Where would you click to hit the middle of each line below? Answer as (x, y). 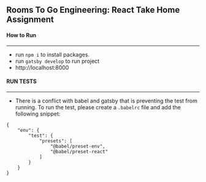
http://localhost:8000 (42, 67)
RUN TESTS (21, 81)
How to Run (21, 35)
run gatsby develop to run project (57, 61)
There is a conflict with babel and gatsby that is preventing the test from (106, 101)
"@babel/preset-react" (79, 151)
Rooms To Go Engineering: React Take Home (93, 10)
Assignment (30, 20)
